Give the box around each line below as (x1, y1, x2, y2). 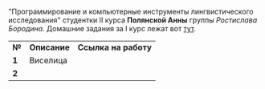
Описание (29, 42, 71, 53)
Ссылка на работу (77, 42, 153, 53)
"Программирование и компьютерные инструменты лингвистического (8, 7, 254, 16)
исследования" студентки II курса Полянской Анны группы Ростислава (8, 15, 258, 25)
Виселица (29, 55, 68, 66)
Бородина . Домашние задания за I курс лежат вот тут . (8, 24, 197, 33)
